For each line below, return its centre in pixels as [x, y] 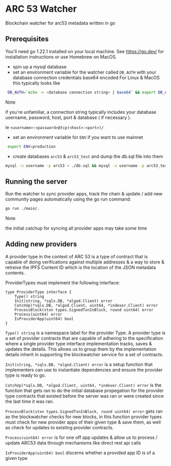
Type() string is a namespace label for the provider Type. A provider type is [85, 333]
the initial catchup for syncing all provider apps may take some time [76, 228]
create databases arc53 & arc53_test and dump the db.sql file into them [88, 156]
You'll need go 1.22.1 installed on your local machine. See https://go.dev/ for [85, 51]
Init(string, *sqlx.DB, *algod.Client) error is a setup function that [79, 364]
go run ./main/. [22, 209]
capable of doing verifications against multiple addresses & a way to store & [85, 262]
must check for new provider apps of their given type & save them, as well [83, 422]
